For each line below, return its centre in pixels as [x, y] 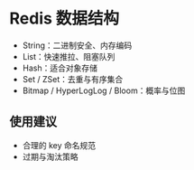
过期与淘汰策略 [50, 156]
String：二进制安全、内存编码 [77, 45]
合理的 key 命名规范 [59, 145]
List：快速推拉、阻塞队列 [69, 56]
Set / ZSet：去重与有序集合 [73, 79]
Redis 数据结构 [65, 19]
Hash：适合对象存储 [60, 68]
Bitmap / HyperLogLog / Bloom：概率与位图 [104, 90]
